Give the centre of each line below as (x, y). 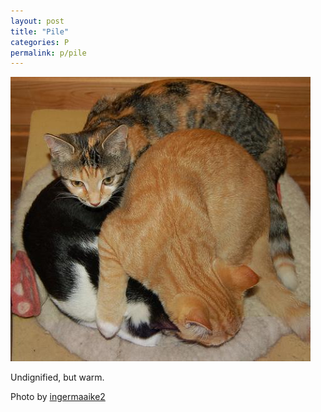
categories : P (40, 42)
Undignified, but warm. (57, 377)
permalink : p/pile (48, 53)
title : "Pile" (40, 31)
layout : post (37, 21)
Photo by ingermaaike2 (58, 397)
